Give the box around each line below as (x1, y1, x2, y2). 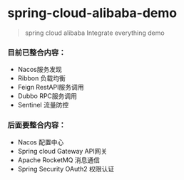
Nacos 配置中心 (17, 137, 64, 147)
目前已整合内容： (7, 48, 66, 58)
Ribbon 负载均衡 (17, 74, 66, 83)
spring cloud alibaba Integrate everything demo (24, 28, 165, 37)
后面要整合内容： (7, 120, 66, 130)
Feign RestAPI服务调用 (17, 83, 84, 92)
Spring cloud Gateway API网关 (17, 147, 108, 155)
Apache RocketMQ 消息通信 (17, 155, 100, 164)
